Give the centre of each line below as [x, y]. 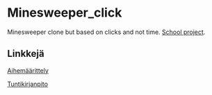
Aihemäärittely [28, 70]
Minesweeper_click [65, 13]
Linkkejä [26, 54]
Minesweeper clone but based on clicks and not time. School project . [106, 32]
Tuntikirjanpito [28, 84]
